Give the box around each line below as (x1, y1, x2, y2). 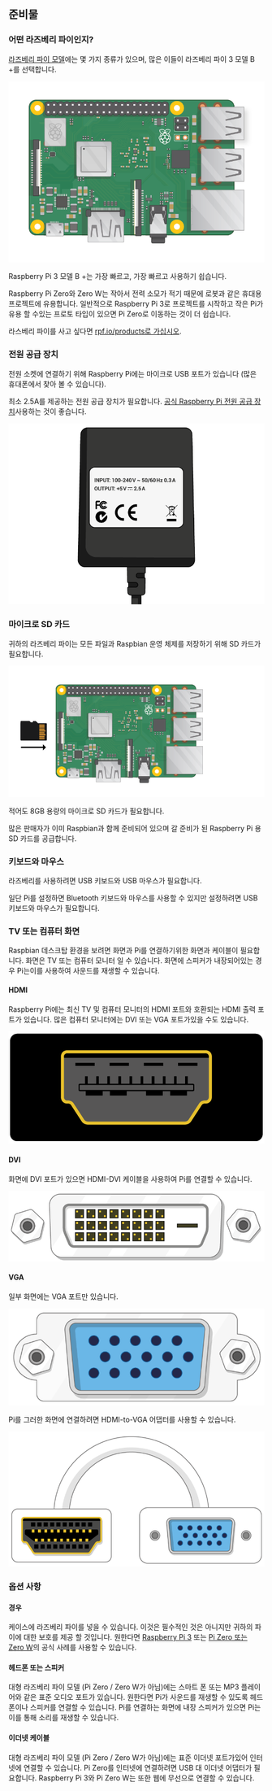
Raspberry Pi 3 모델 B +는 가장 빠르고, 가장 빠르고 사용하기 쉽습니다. (8, 272, 227, 281)
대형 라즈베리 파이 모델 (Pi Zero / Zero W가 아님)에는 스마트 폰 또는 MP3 (8, 1682, 240, 1692)
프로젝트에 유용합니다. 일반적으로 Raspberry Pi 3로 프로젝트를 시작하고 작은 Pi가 (8, 299, 264, 309)
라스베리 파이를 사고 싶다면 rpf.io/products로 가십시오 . (8, 326, 182, 336)
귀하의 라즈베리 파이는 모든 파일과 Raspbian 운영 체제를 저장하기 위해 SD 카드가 (8, 638, 261, 648)
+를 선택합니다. (8, 64, 57, 74)
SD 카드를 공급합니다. (8, 833, 77, 843)
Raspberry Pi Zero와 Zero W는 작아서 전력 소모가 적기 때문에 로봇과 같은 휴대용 (8, 289, 262, 298)
